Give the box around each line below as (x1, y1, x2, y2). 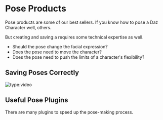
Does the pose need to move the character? (12, 49, 102, 55)
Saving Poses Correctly (5, 69, 79, 77)
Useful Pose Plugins (5, 96, 68, 104)
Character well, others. (5, 24, 52, 30)
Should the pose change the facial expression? (12, 43, 108, 49)
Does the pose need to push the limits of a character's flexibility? (12, 54, 145, 60)
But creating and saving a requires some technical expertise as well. (5, 34, 144, 40)
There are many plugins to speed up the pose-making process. (5, 109, 133, 115)
